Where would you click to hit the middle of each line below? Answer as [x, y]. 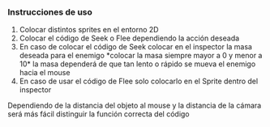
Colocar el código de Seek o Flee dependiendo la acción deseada [129, 38]
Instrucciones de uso [50, 12]
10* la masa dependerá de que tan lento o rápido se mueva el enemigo [137, 64]
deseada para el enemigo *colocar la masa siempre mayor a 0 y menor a [141, 56]
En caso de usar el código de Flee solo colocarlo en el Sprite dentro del [139, 81]
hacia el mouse [45, 73]
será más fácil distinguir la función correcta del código [99, 114]
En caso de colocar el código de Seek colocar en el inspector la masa [136, 47]
